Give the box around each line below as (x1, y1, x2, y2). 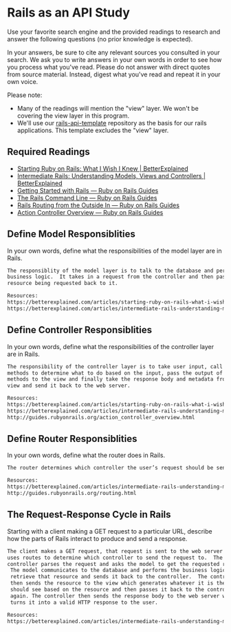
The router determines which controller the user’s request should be (7, 465, 214, 472)
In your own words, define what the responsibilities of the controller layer (7, 342, 214, 350)
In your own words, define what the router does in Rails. (7, 451, 166, 459)
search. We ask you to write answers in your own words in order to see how (7, 55, 222, 63)
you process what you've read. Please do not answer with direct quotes (7, 63, 210, 71)
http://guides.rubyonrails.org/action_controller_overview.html (7, 414, 195, 421)
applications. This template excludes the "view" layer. (16, 126, 169, 134)
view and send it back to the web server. (7, 382, 131, 390)
